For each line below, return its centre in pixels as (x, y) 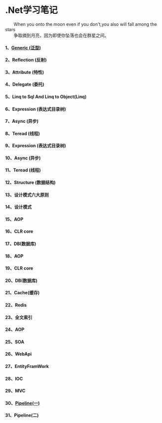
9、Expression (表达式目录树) (36, 146)
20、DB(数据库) (21, 280)
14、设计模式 (19, 207)
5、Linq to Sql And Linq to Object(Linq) (46, 97)
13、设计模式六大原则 (27, 195)
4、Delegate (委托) (25, 84)
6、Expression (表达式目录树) (36, 109)
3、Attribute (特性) (25, 72)
